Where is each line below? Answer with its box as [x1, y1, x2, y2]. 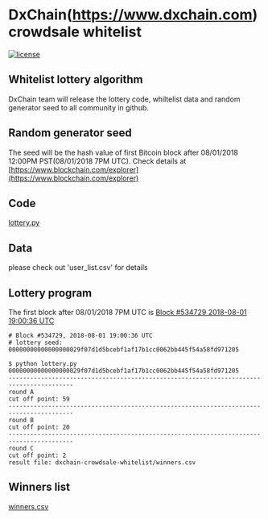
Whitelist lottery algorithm [8, 73, 143, 86]
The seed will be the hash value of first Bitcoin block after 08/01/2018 [8, 147, 239, 157]
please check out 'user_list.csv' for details [8, 263, 148, 272]
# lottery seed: [8, 338, 63, 347]
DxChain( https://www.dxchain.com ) [8, 6, 258, 24]
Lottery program [8, 286, 93, 300]
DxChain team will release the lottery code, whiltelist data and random [8, 94, 241, 104]
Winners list [8, 480, 71, 494]
